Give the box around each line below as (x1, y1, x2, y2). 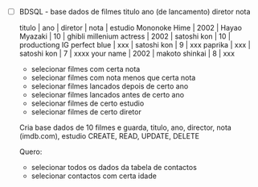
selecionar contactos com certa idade (31, 171, 158, 181)
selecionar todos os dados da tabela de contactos (31, 163, 198, 172)
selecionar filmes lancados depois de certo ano (31, 81, 189, 91)
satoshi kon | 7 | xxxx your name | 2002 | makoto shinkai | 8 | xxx (18, 48, 235, 59)
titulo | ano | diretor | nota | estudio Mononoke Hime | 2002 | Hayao (18, 23, 243, 33)
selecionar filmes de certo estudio (31, 98, 145, 108)
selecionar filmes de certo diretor (31, 107, 141, 117)
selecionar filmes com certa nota (31, 64, 141, 74)
